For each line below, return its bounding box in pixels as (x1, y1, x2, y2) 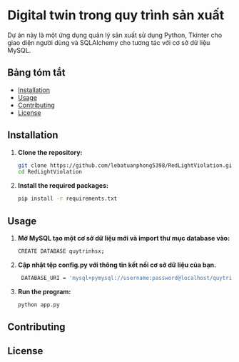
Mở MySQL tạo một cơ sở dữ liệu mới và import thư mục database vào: (17, 234, 230, 242)
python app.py (17, 301, 60, 308)
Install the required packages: (17, 181, 109, 190)
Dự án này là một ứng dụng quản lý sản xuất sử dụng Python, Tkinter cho (7, 31, 223, 39)
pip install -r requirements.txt (17, 195, 118, 203)
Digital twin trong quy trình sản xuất (7, 7, 225, 24)
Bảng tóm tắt (7, 66, 66, 79)
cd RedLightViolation (17, 169, 82, 176)
